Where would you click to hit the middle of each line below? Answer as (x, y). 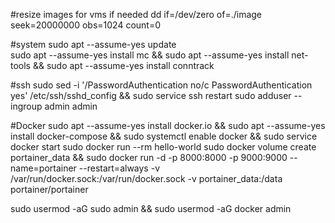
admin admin (71, 106)
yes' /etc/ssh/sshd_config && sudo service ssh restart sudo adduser (151, 95)
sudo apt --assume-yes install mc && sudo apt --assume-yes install (150, 55)
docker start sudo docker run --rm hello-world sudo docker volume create (163, 147)
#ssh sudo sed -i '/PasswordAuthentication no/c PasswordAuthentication (161, 85)
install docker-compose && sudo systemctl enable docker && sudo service (164, 136)
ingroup (26, 106)
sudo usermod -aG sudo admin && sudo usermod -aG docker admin (151, 208)
